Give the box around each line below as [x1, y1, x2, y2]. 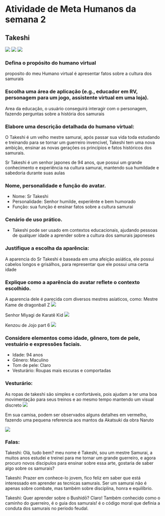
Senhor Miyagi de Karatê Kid [5, 312, 64, 318]
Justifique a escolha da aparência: [5, 245, 90, 252]
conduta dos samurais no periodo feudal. [5, 505, 89, 511]
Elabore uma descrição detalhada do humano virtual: [5, 123, 134, 130]
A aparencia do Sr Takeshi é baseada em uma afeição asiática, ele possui [5, 256, 154, 262]
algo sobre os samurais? [5, 465, 55, 471]
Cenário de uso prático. [5, 216, 63, 223]
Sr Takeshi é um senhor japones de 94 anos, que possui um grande [5, 159, 142, 165]
